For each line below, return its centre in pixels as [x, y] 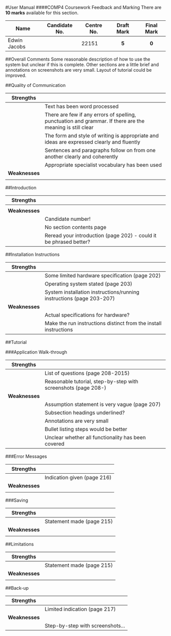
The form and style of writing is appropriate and [102, 136]
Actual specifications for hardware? [87, 315]
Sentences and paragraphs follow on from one [100, 150]
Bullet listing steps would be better [86, 429]
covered [54, 444]
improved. [16, 75]
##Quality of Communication [36, 85]
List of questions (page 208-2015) [87, 373]
